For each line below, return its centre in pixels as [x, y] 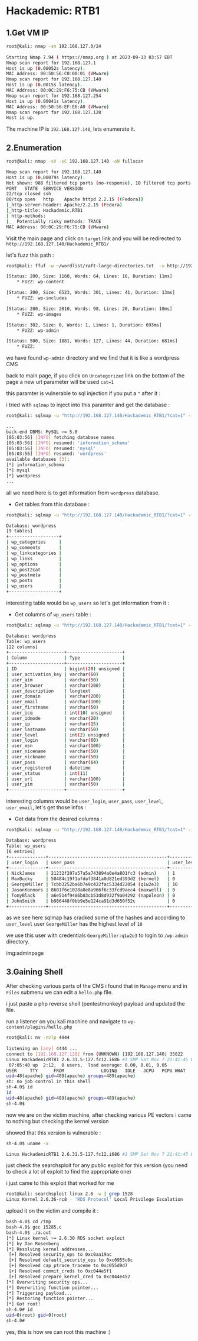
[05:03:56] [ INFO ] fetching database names [60, 437]
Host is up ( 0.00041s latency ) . [46, 101]
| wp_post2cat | [34, 570]
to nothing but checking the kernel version [57, 1121]
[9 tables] [19, 531]
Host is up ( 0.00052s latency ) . [46, 68]
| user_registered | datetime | [66, 768]
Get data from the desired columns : [58, 819]
